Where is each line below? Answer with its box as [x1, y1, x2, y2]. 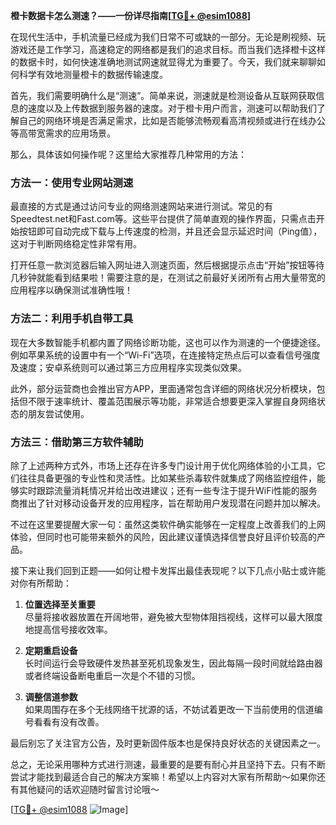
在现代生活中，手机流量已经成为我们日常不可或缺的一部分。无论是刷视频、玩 [10, 31, 326, 43]
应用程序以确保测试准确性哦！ [10, 284, 133, 296]
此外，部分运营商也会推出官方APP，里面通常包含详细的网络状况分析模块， [10, 382, 317, 394]
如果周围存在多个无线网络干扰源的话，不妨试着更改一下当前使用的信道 [24, 703, 315, 715]
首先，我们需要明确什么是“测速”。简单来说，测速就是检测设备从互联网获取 [10, 90, 317, 101]
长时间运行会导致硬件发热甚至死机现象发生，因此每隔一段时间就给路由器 [24, 657, 323, 669]
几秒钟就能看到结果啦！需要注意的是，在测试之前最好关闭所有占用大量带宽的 [10, 272, 326, 284]
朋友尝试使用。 [27, 407, 90, 419]
